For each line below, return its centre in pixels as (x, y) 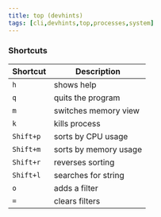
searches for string (89, 175)
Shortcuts (28, 51)
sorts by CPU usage (91, 136)
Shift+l (27, 175)
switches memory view (97, 110)
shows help (75, 84)
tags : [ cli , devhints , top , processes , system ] (81, 23)
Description (98, 71)
